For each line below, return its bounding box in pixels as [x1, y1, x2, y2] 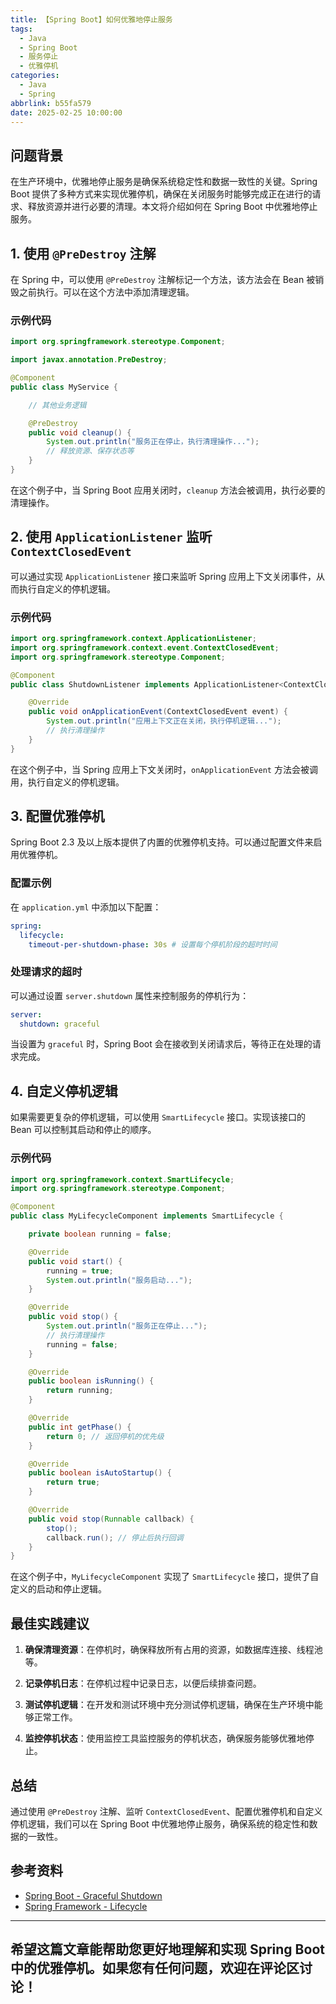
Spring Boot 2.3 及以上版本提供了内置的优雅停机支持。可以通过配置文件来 [10, 836, 314, 848]
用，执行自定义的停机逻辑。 [10, 776, 125, 788]
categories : [10, 71, 60, 81]
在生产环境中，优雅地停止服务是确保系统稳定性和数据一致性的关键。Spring [10, 176, 318, 188]
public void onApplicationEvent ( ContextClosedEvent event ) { [28, 707, 288, 717]
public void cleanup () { [28, 427, 132, 438]
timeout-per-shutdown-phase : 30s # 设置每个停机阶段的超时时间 [28, 939, 278, 950]
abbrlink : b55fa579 [10, 98, 92, 108]
